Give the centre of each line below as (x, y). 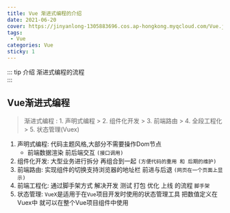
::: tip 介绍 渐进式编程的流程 (46, 72)
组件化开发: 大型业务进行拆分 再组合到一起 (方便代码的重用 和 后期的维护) (117, 161)
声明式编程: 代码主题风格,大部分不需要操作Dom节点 (89, 144)
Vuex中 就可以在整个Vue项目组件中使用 (73, 202)
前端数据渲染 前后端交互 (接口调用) (75, 152)
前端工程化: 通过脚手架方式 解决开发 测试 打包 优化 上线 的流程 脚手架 (113, 185)
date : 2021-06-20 (32, 20)
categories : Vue (30, 45)
